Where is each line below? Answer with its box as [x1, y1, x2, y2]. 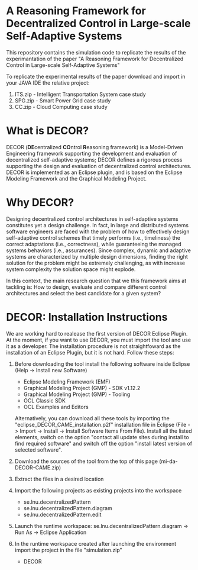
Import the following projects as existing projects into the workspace [14, 487, 182, 494]
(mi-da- [159, 458, 178, 465]
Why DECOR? [6, 196, 74, 210]
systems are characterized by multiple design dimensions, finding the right [6, 253, 188, 260]
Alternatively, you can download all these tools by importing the [14, 414, 170, 421]
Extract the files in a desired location [14, 475, 104, 482]
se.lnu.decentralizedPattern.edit [23, 511, 102, 518]
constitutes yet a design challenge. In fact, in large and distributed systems [6, 221, 189, 228]
